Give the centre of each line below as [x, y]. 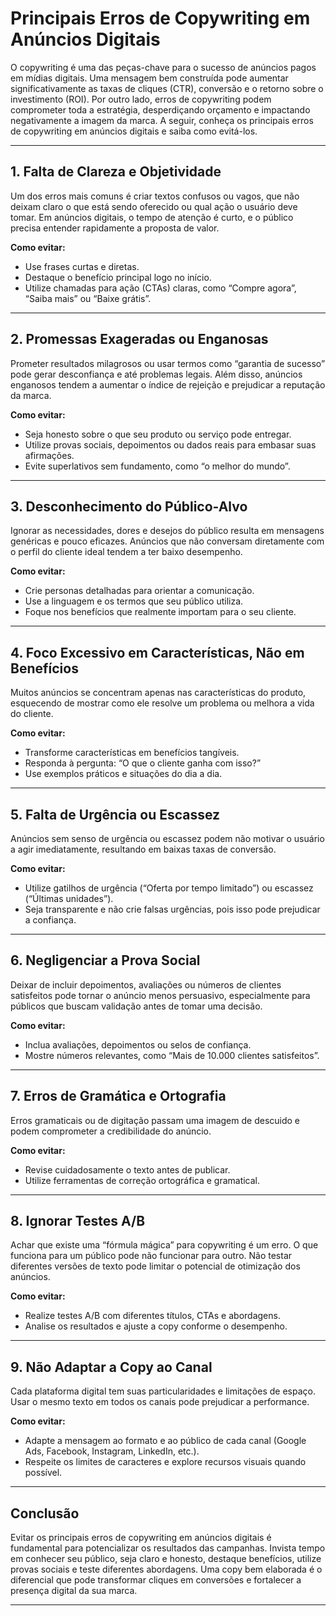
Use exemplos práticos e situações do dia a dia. [123, 774]
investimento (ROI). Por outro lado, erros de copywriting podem [141, 99]
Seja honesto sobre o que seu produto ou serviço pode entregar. [158, 434]
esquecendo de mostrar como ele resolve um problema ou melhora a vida [162, 703]
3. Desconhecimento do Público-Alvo [129, 506]
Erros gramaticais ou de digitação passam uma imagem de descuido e [155, 1120]
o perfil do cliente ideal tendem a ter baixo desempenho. [126, 552]
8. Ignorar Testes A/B [78, 1221]
